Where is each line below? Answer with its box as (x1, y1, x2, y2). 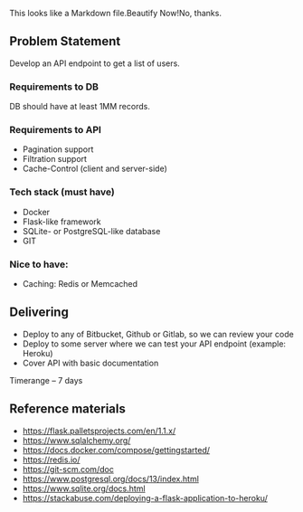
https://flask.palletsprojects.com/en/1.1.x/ (22, 425, 176, 436)
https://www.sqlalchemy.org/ (22, 434, 131, 446)
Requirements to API (9, 124, 102, 137)
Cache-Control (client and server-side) (22, 163, 167, 175)
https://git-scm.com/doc (22, 463, 115, 474)
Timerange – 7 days (9, 375, 83, 385)
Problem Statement (9, 33, 121, 49)
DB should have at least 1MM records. (9, 101, 151, 112)
